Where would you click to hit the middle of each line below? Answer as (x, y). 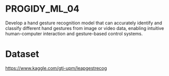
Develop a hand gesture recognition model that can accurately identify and (84, 23)
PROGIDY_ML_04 (43, 9)
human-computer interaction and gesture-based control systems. (74, 33)
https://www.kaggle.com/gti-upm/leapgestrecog (56, 68)
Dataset (22, 54)
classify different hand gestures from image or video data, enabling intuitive (85, 28)
